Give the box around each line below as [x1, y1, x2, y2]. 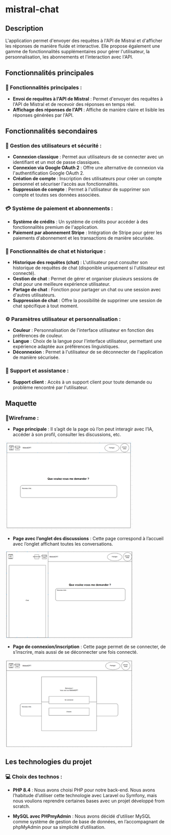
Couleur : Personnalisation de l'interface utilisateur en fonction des [12, 327, 154, 333]
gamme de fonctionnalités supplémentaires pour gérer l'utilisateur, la [5, 49, 150, 54]
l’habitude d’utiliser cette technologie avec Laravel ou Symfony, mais [12, 792, 157, 798]
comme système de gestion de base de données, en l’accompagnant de [12, 818, 165, 825]
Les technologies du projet [5, 758, 92, 766]
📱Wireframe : [5, 414, 39, 421]
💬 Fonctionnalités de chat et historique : [5, 247, 106, 254]
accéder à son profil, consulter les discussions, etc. [12, 432, 121, 438]
